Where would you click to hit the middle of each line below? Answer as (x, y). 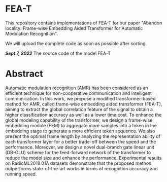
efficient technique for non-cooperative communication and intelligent (79, 93)
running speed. (21, 174)
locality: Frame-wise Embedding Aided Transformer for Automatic (74, 28)
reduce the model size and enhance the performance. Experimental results (83, 158)
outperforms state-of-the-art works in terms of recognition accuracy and (82, 168)
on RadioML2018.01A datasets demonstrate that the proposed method (78, 163)
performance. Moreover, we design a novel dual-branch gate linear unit (80, 147)
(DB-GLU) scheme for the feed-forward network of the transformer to (78, 152)
